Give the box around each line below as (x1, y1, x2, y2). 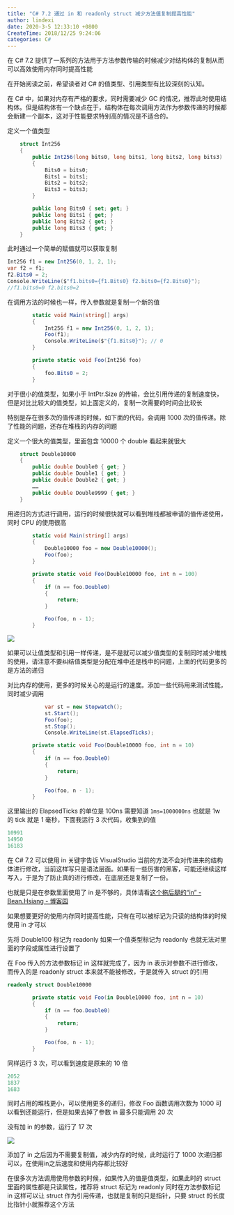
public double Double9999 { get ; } (32, 489, 136, 496)
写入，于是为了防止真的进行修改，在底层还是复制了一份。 (7, 873, 172, 882)
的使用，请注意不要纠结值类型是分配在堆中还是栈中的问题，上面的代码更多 (7, 657, 221, 666)
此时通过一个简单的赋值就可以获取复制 (7, 245, 117, 253)
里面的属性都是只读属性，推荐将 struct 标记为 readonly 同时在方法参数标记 (7, 1183, 221, 1191)
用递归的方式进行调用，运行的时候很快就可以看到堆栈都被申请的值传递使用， (7, 510, 227, 518)
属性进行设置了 (37, 944, 81, 952)
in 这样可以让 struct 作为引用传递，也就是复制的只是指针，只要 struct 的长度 (7, 1191, 225, 1200)
